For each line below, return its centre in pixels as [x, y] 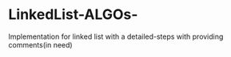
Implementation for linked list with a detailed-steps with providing [116, 36]
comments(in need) [41, 44]
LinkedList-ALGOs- [73, 15]
